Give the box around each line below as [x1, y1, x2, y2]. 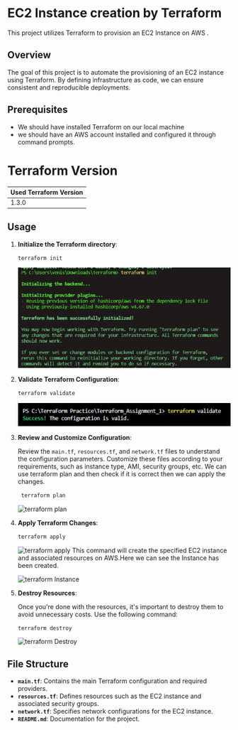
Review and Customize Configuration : [17, 433, 132, 441]
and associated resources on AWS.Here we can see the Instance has [17, 553, 220, 562]
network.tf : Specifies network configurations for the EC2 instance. [17, 707, 214, 716]
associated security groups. [17, 699, 99, 708]
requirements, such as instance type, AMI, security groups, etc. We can [17, 462, 227, 471]
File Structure [7, 657, 69, 670]
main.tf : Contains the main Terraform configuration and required [17, 677, 208, 685]
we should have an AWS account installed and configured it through [17, 130, 216, 139]
